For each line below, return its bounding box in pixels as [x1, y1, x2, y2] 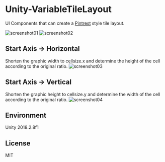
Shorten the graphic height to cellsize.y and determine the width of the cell [5, 91, 160, 97]
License [5, 139, 31, 147]
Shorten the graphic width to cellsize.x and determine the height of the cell [5, 58, 160, 64]
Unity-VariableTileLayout [5, 4, 112, 15]
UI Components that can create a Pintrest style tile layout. [5, 20, 125, 26]
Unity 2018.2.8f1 [5, 124, 39, 130]
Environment [5, 111, 47, 119]
